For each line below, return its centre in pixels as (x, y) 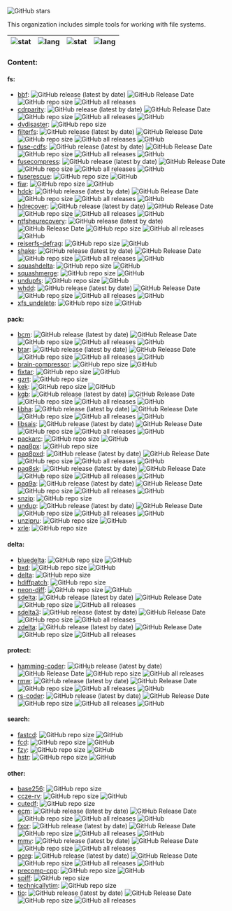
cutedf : (28, 804)
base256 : (31, 789)
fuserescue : (35, 177)
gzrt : (24, 379)
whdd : (27, 288)
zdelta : (27, 626)
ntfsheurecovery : (42, 221)
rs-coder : (31, 696)
